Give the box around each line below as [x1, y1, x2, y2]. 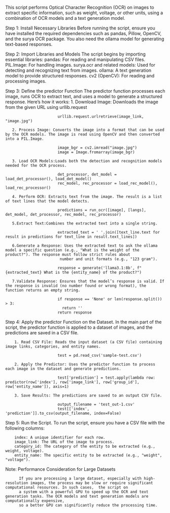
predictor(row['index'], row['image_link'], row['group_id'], [5, 380, 140, 385]
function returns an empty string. [5, 288, 81, 293]
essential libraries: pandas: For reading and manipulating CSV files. [5, 56, 146, 63]
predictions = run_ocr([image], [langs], [57, 208, 146, 213]
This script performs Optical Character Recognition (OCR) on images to [5, 5, 154, 10]
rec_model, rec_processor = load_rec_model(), [57, 181, 158, 186]
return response [57, 310, 92, 315]
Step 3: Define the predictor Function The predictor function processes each [5, 88, 165, 94]
